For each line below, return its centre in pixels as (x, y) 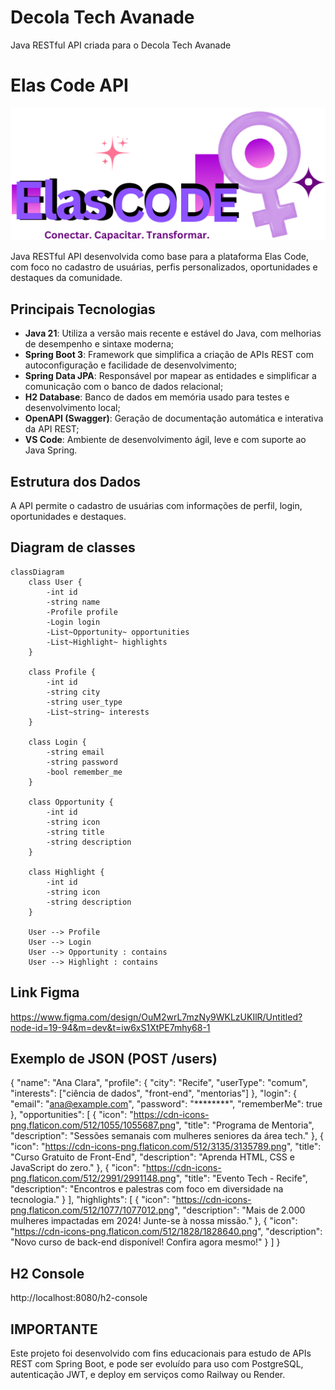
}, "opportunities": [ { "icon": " (72, 1115)
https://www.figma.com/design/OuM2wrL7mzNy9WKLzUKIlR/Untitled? (156, 1017)
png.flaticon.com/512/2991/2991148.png (93, 1178)
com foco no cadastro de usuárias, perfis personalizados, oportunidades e (164, 267)
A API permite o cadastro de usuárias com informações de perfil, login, (156, 505)
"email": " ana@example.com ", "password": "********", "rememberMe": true (166, 1104)
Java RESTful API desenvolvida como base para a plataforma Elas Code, (160, 257)
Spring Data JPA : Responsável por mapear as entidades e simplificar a (170, 376)
